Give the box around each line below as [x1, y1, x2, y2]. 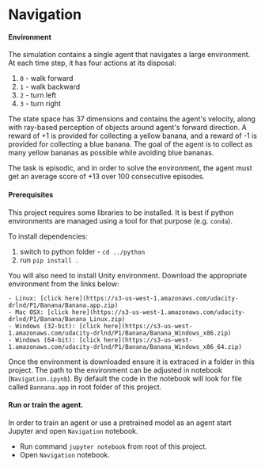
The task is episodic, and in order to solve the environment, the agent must [8, 163, 253, 173]
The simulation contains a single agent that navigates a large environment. [8, 50, 251, 59]
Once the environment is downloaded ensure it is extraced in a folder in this [8, 357, 255, 366]
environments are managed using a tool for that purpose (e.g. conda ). [8, 216, 233, 225]
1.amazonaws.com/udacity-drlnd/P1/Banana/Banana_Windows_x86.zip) [8, 329, 232, 337]
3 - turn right [19, 99, 62, 109]
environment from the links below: [8, 279, 119, 289]
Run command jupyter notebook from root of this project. [19, 442, 207, 451]
